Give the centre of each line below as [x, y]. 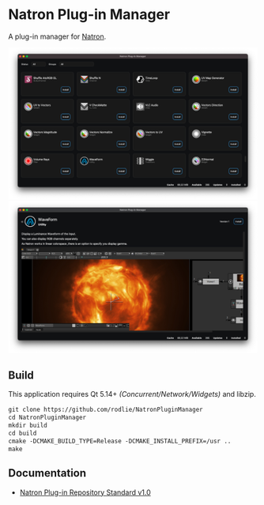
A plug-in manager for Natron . [57, 36]
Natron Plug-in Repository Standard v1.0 [85, 492]
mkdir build [28, 425]
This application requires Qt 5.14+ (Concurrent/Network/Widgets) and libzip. [132, 394]
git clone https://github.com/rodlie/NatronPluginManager [106, 409]
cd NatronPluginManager [47, 417]
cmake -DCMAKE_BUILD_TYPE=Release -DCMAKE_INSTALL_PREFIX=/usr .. [120, 441]
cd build [23, 433]
